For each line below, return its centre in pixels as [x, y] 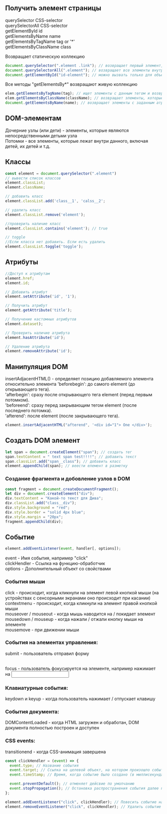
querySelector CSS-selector [34, 20]
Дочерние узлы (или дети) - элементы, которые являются [67, 130]
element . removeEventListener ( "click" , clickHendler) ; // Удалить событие [83, 807]
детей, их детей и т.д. [28, 146]
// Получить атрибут [27, 306]
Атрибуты [22, 262]
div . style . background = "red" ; [38, 508]
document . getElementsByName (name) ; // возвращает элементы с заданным [80, 103]
